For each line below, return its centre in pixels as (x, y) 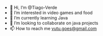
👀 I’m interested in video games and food (51, 13)
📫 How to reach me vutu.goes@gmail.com (53, 28)
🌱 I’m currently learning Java (39, 18)
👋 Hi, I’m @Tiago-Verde (33, 8)
